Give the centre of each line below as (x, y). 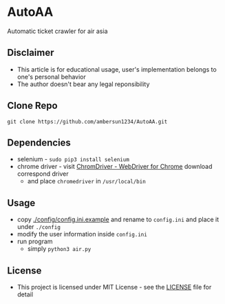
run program (35, 241)
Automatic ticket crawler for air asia (57, 31)
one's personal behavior (51, 77)
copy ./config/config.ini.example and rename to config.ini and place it (118, 220)
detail (25, 294)
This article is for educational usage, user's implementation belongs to (117, 69)
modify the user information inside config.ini (82, 234)
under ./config (39, 227)
